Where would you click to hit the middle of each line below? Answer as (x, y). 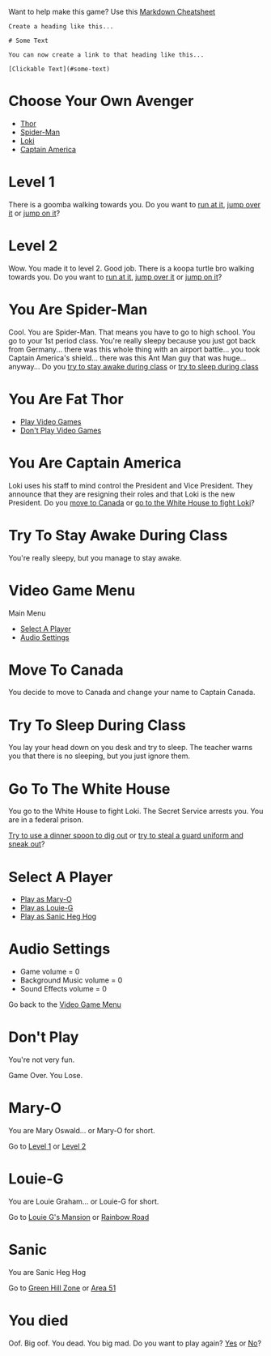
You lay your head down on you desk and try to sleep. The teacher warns (131, 748)
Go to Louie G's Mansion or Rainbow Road (79, 1217)
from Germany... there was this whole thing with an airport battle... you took (134, 349)
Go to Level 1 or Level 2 (47, 1146)
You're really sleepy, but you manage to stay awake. (95, 557)
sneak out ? (27, 844)
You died (38, 1321)
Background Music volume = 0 (71, 980)
